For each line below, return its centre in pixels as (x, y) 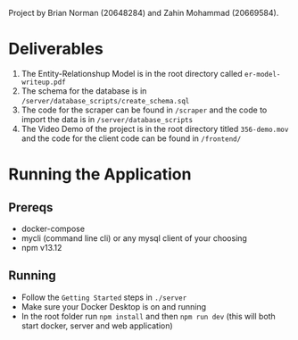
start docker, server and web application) (97, 326)
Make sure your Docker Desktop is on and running (114, 306)
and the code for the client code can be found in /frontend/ (131, 138)
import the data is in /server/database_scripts (107, 119)
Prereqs (31, 207)
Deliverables (56, 49)
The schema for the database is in (84, 91)
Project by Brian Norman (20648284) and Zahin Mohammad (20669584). (144, 13)
